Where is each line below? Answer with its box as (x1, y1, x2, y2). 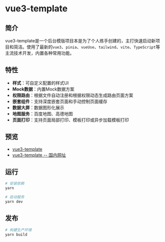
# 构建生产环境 (5, 227, 32, 232)
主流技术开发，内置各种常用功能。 (5, 50, 74, 56)
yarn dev (5, 199, 23, 205)
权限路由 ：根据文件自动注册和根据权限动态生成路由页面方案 (12, 92, 133, 98)
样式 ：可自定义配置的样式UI (12, 80, 69, 86)
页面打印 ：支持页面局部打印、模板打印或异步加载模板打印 (12, 117, 129, 123)
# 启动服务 (5, 195, 25, 200)
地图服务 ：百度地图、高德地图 (12, 110, 73, 116)
